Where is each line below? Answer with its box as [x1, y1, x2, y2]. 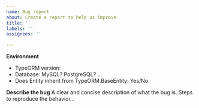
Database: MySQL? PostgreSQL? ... [14, 71, 102, 78]
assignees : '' [6, 31, 42, 37]
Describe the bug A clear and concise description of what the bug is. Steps [6, 89, 193, 96]
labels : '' [6, 25, 34, 32]
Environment [6, 53, 39, 60]
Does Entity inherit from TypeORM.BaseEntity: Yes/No [14, 77, 149, 85]
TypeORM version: [14, 64, 61, 72]
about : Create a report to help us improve [6, 14, 117, 20]
